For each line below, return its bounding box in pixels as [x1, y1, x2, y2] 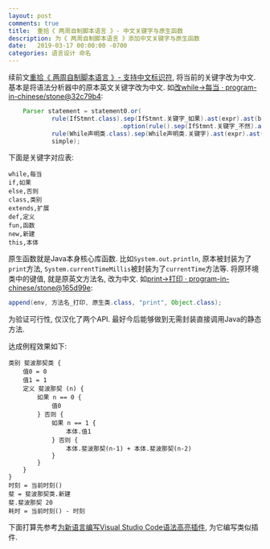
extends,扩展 [8, 205, 50, 213]
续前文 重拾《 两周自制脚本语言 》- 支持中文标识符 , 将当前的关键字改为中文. [8, 73, 256, 81]
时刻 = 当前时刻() [8, 481, 63, 490]
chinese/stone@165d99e [8, 283, 91, 293]
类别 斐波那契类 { [8, 360, 62, 368]
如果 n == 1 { [51, 419, 96, 427]
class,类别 [8, 196, 43, 204]
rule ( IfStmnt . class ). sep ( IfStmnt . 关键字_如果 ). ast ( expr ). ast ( [51, 114, 259, 123]
